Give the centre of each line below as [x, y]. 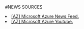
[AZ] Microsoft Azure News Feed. [45, 16]
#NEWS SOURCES [24, 7]
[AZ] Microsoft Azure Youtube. [42, 22]
